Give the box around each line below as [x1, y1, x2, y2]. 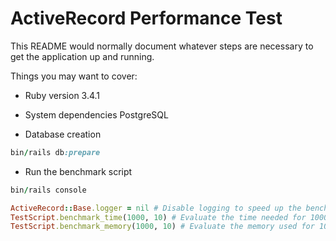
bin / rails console [10, 185, 87, 195]
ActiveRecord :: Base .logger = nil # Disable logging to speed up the [10, 203, 302, 213]
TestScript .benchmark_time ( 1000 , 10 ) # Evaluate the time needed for [10, 212, 307, 222]
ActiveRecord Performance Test [10, 7, 283, 30]
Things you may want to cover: [10, 70, 138, 82]
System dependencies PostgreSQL [24, 108, 169, 121]
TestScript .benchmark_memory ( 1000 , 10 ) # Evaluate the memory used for [10, 222, 315, 232]
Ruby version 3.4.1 [24, 89, 101, 101]
